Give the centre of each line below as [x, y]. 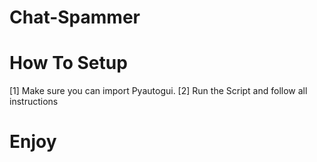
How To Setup [68, 63]
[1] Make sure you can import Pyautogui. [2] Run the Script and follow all [158, 91]
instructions [34, 102]
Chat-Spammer [75, 17]
